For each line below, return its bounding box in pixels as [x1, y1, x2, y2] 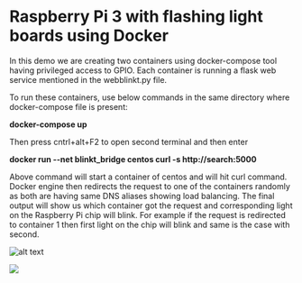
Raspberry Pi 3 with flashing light [9, 6, 263, 27]
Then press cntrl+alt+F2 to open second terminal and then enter [9, 136, 249, 147]
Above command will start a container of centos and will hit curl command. [9, 171, 288, 182]
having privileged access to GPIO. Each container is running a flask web [9, 65, 277, 76]
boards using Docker [9, 25, 169, 46]
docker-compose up [9, 119, 87, 130]
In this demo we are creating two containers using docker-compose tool [9, 55, 278, 66]
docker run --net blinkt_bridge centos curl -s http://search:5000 [9, 153, 257, 164]
